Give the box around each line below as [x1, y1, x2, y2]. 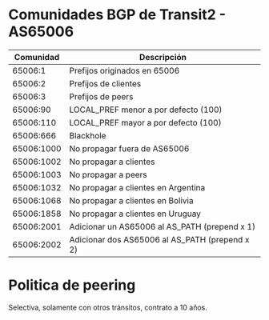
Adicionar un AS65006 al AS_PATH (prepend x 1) [69, 221, 256, 232]
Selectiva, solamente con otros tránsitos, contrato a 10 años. [8, 302, 208, 312]
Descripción [139, 51, 187, 62]
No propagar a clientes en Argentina [69, 182, 206, 193]
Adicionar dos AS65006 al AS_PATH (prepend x [69, 234, 250, 245]
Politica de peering [8, 276, 136, 294]
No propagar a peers [69, 169, 148, 180]
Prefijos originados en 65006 [69, 65, 180, 76]
